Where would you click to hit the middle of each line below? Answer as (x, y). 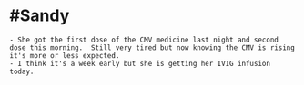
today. (22, 71)
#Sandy (40, 16)
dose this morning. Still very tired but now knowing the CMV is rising (152, 47)
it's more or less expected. (65, 55)
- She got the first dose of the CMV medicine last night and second (144, 40)
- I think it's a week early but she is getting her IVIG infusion (140, 63)
